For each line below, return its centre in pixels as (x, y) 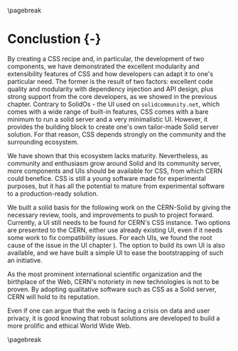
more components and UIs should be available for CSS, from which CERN (115, 171)
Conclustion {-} (54, 39)
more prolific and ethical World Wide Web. (69, 325)
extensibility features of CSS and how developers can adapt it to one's (110, 73)
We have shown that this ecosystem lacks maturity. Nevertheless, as (108, 155)
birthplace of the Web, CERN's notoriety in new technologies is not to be (113, 281)
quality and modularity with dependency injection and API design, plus (110, 89)
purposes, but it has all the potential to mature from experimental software (116, 186)
